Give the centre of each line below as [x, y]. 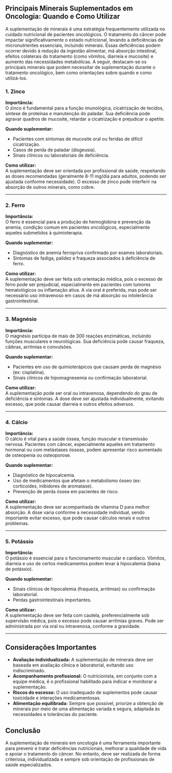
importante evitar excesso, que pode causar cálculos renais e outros [78, 518]
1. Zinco [15, 91]
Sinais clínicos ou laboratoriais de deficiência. [61, 155]
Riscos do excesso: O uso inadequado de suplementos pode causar [85, 693]
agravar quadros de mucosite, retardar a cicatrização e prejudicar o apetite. [85, 119]
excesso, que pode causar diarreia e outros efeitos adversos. [70, 404]
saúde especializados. [29, 765]
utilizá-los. [16, 78]
